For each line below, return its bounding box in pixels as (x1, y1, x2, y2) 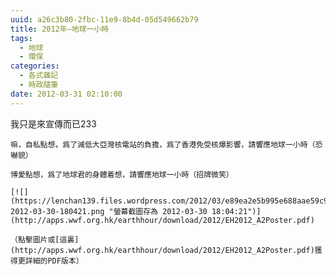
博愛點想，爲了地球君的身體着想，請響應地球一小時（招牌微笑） (10, 169, 234, 180)
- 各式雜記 (19, 71, 59, 81)
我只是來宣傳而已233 (10, 117, 97, 130)
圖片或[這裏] (32, 234, 80, 245)
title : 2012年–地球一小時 (10, 24, 110, 34)
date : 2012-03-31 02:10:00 (10, 89, 123, 99)
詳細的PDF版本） (24, 256, 84, 266)
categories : (10, 61, 60, 71)
